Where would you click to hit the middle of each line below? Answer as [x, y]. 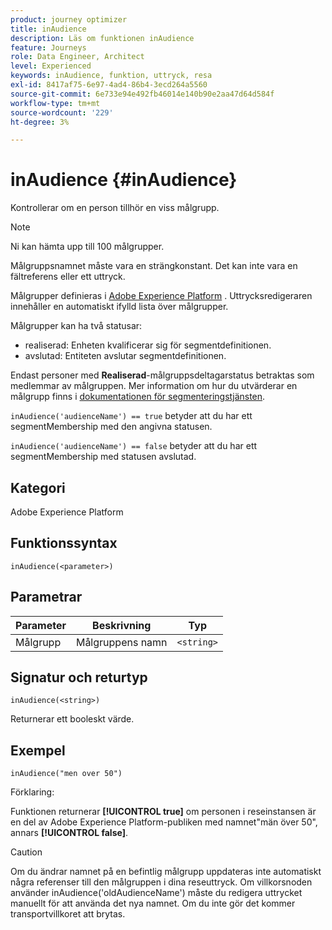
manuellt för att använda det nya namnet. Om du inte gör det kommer [153, 903]
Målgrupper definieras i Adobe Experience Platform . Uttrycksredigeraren [161, 296]
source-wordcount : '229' [62, 112]
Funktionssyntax [64, 543]
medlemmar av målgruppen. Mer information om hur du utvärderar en [154, 386]
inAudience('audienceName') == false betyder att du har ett [134, 446]
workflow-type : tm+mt [55, 103]
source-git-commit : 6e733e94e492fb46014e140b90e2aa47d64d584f [142, 94]
